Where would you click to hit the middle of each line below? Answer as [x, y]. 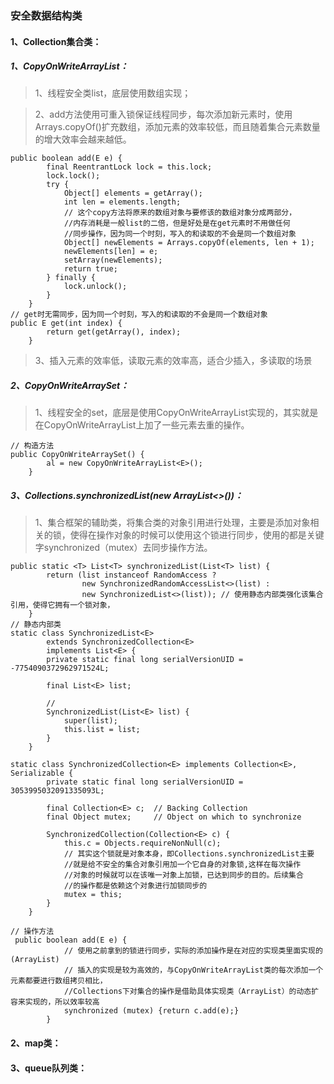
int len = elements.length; [122, 202]
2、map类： [36, 1043]
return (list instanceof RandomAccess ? [131, 575]
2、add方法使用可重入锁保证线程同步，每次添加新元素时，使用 [163, 114]
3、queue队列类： [48, 1068]
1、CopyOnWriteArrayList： [69, 66]
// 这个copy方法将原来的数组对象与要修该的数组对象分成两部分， [180, 213]
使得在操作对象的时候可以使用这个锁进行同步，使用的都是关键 [197, 535]
